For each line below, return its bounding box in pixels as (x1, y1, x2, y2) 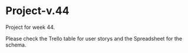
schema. (5, 41, 27, 48)
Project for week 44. (5, 24, 55, 31)
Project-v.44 (5, 4, 70, 18)
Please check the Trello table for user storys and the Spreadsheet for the (5, 35, 183, 42)
